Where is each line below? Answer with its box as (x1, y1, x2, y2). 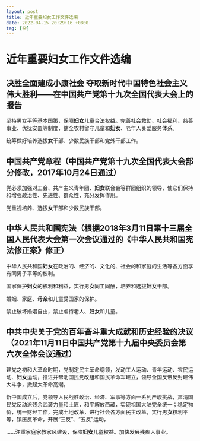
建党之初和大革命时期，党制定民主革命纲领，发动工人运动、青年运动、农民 (6, 366, 188, 373)
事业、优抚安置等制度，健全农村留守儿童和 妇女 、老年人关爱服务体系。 (6, 125, 178, 132)
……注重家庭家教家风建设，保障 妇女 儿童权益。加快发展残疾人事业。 (6, 428, 172, 435)
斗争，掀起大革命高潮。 (11, 380, 69, 388)
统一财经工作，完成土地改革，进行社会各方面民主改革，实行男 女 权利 (16, 408, 183, 415)
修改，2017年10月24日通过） (14, 167, 121, 177)
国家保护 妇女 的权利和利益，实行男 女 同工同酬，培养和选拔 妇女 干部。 (6, 283, 173, 290)
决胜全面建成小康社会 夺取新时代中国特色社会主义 (6, 78, 188, 88)
